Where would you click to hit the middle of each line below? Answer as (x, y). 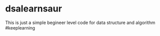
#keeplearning (20, 27)
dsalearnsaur (34, 9)
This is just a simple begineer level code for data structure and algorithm (80, 22)
